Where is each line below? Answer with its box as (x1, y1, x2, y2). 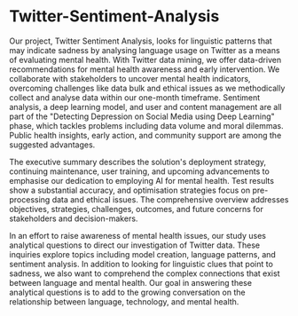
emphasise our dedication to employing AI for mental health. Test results (9, 175, 275, 186)
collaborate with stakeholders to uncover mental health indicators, (9, 73, 251, 83)
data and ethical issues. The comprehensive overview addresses (51, 194, 289, 205)
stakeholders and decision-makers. (9, 213, 138, 224)
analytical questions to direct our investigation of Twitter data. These (9, 240, 260, 250)
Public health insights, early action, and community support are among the (9, 130, 282, 140)
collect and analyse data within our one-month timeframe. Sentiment (9, 91, 261, 103)
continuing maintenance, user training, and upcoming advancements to (9, 166, 271, 177)
